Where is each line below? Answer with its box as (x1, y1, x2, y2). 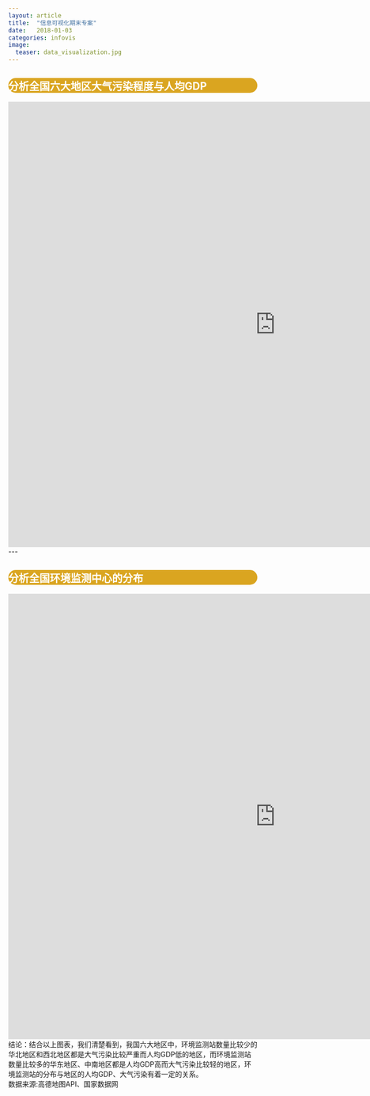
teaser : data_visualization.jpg (15, 48, 123, 56)
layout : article (8, 11, 62, 20)
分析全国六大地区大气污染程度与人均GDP (8, 80, 207, 93)
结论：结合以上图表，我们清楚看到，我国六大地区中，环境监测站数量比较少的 (8, 1039, 258, 1049)
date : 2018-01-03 (8, 26, 73, 34)
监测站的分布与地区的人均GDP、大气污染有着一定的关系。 (14, 1069, 203, 1079)
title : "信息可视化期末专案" (8, 19, 97, 27)
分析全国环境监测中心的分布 (8, 572, 144, 585)
